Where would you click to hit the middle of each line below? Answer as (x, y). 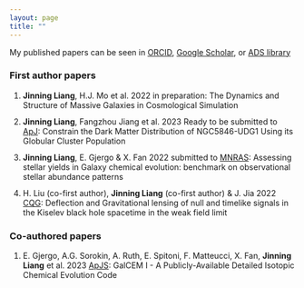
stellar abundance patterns (73, 176)
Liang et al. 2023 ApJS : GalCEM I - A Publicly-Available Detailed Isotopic (158, 265)
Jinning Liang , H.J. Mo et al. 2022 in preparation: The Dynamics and (151, 95)
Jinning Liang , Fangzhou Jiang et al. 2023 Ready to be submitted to (150, 121)
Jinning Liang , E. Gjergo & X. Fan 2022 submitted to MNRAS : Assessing (157, 157)
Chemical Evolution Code (70, 275)
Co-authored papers (55, 235)
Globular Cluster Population (74, 141)
